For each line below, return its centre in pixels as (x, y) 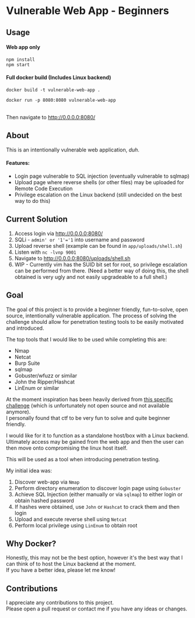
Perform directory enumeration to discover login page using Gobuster (97, 488)
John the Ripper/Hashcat (44, 382)
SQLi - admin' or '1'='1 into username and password (79, 239)
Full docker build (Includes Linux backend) (59, 78)
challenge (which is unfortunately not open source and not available (88, 405)
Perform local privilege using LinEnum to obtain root (76, 525)
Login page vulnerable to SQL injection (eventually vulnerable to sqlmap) (102, 176)
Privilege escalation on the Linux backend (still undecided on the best (98, 195)
